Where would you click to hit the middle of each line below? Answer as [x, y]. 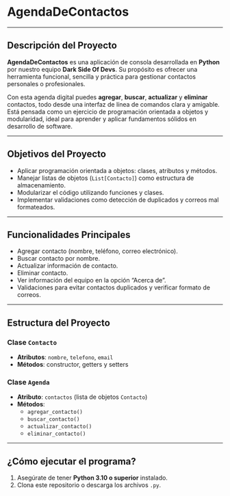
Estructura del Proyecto [59, 323]
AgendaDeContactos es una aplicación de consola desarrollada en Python [114, 62]
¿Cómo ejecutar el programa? [72, 461]
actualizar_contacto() [60, 427]
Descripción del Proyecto [62, 45]
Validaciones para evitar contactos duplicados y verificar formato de [114, 287]
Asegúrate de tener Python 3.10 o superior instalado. [92, 478]
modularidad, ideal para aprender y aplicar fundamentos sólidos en [102, 119]
